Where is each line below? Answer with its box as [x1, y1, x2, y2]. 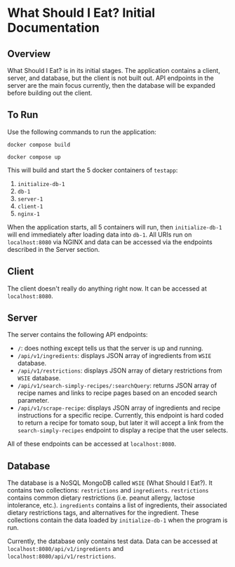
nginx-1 [17, 211, 40, 218]
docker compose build [7, 141, 71, 148]
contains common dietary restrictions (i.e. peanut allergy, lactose [7, 493, 195, 502]
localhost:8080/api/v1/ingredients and [7, 545, 124, 553]
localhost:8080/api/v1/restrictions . [7, 552, 116, 561]
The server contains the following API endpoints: [7, 331, 149, 339]
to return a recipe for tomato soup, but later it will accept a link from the [17, 419, 224, 427]
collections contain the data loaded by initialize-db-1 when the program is [7, 516, 228, 524]
